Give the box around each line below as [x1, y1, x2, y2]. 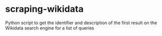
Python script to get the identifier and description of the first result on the [5, 20, 157, 26]
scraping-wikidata [5, 3, 84, 15]
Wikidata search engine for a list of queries [5, 25, 95, 31]
